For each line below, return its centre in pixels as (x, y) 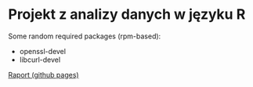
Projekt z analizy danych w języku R (127, 14)
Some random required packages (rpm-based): (85, 36)
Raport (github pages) (44, 74)
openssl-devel (43, 51)
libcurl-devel (40, 60)
